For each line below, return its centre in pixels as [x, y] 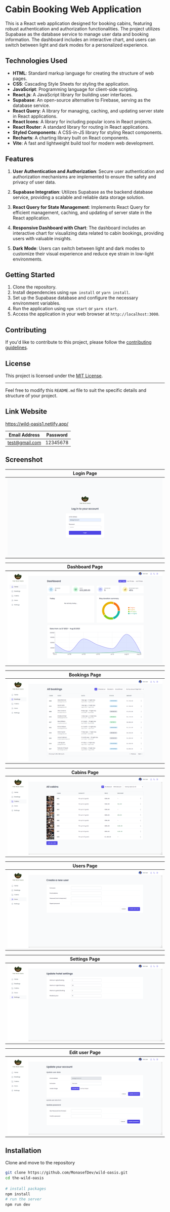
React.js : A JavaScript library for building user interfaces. [73, 94]
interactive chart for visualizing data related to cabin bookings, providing [88, 233]
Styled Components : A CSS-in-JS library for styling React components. [88, 132]
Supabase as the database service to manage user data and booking [77, 34]
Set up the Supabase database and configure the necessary [75, 298]
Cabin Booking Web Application [73, 9]
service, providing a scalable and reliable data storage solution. [79, 197]
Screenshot [24, 460]
